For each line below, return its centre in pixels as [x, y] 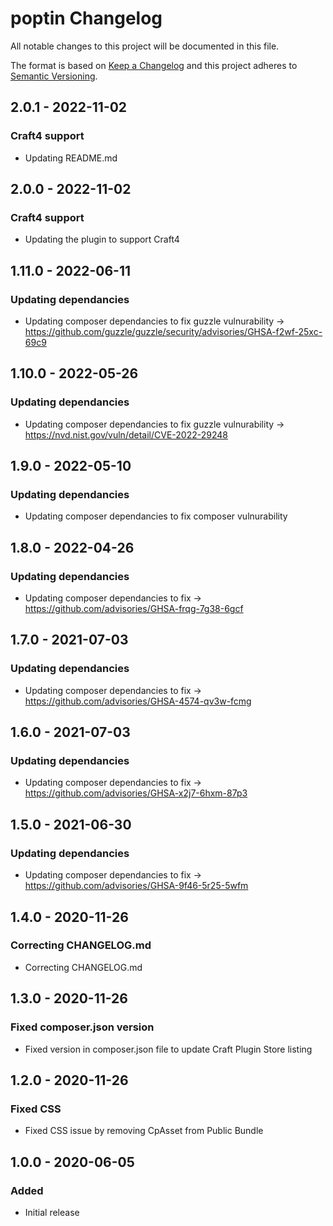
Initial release [52, 1212]
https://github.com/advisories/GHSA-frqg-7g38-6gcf [134, 609]
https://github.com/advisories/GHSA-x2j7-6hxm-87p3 [136, 793]
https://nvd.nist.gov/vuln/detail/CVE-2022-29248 [126, 434]
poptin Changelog [86, 18]
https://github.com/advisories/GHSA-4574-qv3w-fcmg [138, 701]
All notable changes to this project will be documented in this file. [145, 46]
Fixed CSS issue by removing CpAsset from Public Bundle [144, 1131]
